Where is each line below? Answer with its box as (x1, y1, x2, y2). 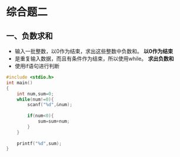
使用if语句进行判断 (14, 63, 60, 69)
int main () (6, 79, 33, 86)
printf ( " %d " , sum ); (17, 140, 62, 146)
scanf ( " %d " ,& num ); (27, 102, 73, 108)
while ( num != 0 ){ (17, 96, 54, 102)
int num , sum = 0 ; (17, 91, 54, 97)
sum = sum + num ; (37, 118, 70, 124)
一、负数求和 (6, 31, 53, 41)
